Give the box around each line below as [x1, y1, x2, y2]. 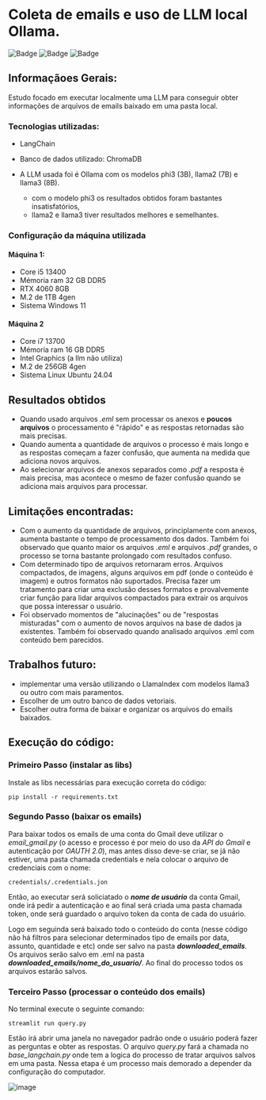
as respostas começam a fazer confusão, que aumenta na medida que [19, 448, 251, 457]
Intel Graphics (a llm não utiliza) [19, 353, 123, 363]
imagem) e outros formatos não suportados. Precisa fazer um [19, 576, 221, 586]
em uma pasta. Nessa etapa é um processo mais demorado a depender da [8, 1059, 252, 1068]
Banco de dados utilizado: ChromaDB [19, 155, 142, 164]
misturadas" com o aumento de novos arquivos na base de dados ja [19, 618, 242, 628]
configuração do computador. [8, 1068, 105, 1077]
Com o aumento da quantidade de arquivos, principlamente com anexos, [19, 525, 257, 535]
